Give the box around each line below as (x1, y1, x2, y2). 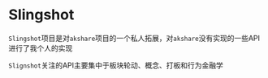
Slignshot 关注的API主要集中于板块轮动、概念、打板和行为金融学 (8, 60, 223, 70)
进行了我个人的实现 (8, 43, 73, 53)
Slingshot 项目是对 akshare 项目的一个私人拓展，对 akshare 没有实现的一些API (8, 33, 261, 43)
